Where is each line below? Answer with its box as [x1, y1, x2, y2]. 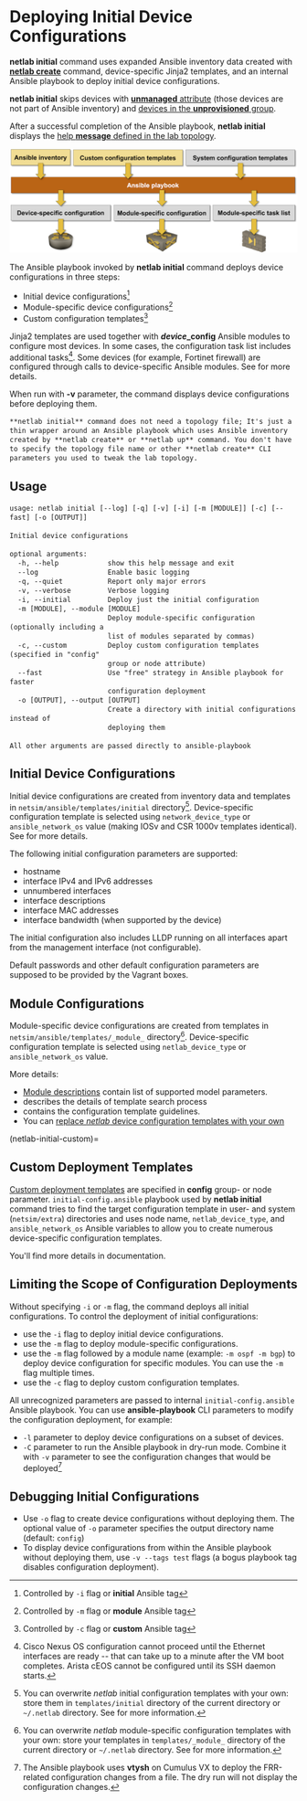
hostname [22, 866, 61, 877]
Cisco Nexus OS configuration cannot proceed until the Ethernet [22, 1641, 266, 1652]
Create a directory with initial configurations [107, 705, 297, 714]
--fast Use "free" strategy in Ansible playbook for [17, 668, 284, 677]
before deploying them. [9, 398, 98, 409]
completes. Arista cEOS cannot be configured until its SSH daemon [22, 1660, 276, 1671]
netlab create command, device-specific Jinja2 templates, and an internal [9, 66, 289, 77]
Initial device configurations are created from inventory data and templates [9, 790, 291, 801]
